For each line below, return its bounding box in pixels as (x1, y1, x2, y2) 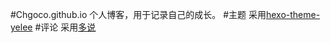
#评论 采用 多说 (34, 21, 97, 33)
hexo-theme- (265, 9, 321, 20)
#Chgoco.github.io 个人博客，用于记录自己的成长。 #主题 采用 (10, 9, 267, 20)
